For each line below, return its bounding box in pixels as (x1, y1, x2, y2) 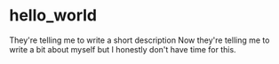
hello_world (9, 5, 98, 26)
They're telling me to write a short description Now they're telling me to (9, 35, 270, 45)
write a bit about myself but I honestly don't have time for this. (9, 44, 237, 54)
